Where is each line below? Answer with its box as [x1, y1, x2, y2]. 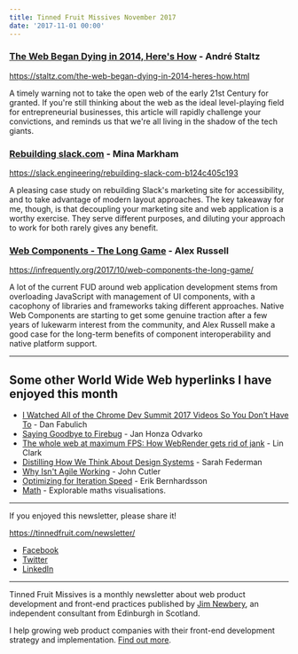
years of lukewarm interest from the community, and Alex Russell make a [9, 320, 276, 331]
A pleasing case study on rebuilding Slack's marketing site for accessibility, [9, 185, 285, 196]
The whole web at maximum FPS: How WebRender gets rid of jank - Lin [21, 438, 284, 448]
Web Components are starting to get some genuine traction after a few [9, 310, 268, 321]
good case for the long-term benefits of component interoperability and [9, 329, 271, 339]
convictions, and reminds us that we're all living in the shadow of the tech [9, 116, 278, 127]
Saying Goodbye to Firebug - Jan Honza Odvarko [21, 429, 203, 440]
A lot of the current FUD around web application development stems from [9, 282, 278, 292]
